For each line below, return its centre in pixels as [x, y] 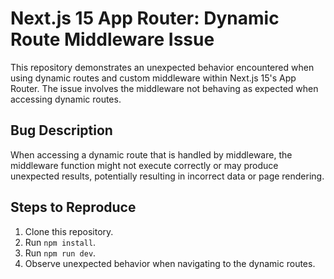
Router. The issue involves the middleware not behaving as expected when [164, 88]
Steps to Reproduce [73, 207]
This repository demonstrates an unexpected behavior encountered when [162, 67]
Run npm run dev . [60, 253]
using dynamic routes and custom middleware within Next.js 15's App [153, 78]
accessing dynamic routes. [66, 99]
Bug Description [61, 130]
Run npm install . [60, 242]
